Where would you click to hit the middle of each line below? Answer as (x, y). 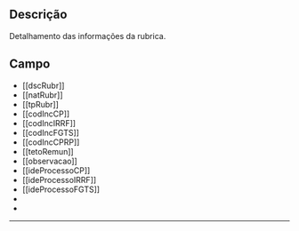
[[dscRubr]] (43, 85)
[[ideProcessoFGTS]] (61, 189)
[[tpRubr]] (40, 104)
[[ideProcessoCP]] (56, 170)
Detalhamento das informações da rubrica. (88, 36)
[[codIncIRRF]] (49, 123)
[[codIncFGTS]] (51, 132)
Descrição (38, 15)
